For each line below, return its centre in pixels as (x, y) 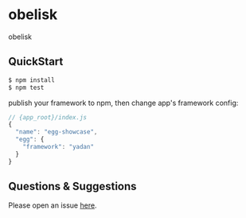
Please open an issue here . (53, 205)
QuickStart (36, 62)
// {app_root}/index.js (48, 117)
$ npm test (26, 88)
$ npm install (32, 80)
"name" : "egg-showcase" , (57, 132)
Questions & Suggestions (72, 187)
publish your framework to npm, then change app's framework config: (123, 103)
